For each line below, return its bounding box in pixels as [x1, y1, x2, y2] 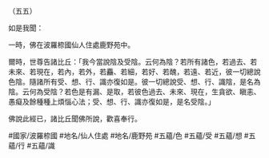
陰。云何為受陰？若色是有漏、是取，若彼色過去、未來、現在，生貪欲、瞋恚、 [8, 87, 261, 97]
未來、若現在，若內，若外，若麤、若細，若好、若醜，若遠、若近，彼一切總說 [8, 67, 261, 77]
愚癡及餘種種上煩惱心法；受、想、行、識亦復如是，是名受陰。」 [8, 97, 215, 106]
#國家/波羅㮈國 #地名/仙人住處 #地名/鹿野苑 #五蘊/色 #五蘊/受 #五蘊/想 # [8, 131, 249, 140]
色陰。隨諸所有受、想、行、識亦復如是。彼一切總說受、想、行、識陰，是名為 [8, 77, 261, 86]
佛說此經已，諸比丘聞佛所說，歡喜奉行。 [8, 114, 142, 123]
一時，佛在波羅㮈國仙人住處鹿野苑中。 [8, 40, 134, 49]
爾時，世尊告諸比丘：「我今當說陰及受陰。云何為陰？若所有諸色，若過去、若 [8, 57, 258, 66]
